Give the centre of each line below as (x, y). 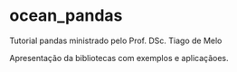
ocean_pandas (66, 16)
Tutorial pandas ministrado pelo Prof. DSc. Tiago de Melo (116, 40)
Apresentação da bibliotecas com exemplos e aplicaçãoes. (119, 58)
